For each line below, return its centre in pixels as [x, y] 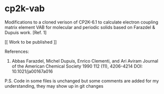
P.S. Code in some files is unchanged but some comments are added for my [82, 81]
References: [17, 51]
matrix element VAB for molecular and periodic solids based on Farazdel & [80, 27]
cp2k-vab [25, 9]
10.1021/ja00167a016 [32, 71]
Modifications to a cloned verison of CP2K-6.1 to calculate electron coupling [82, 22]
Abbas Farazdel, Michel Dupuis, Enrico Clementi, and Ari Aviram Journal [85, 61]
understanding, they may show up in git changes [54, 86]
